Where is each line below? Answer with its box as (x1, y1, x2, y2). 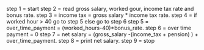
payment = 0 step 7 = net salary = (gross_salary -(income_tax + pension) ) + (6, 31, 199, 38)
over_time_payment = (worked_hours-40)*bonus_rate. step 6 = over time (6, 24, 191, 31)
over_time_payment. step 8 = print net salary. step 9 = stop (6, 37, 155, 44)
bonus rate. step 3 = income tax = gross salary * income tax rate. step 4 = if (6, 11, 197, 19)
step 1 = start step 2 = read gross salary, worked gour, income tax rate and (6, 5, 194, 12)
